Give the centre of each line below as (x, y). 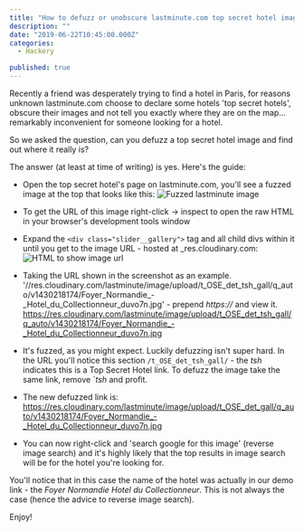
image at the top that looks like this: (89, 194)
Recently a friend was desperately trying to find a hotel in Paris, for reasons (150, 93)
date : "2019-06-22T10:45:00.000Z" (75, 34)
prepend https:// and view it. (225, 304)
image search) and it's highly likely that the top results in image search (154, 453)
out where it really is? (49, 149)
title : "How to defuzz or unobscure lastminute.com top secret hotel (143, 18)
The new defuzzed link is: (71, 397)
